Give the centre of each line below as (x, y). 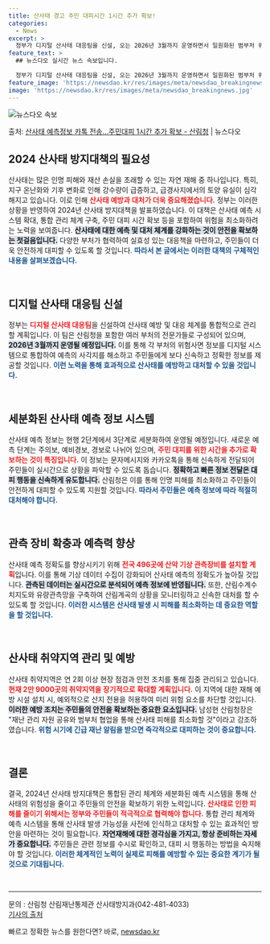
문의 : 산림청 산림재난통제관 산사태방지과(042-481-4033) (99, 905)
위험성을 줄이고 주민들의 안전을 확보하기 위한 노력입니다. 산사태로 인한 (139, 804)
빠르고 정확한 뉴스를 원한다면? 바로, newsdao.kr (84, 932)
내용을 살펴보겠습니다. (43, 261)
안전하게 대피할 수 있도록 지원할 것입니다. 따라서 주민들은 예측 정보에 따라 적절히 (133, 490)
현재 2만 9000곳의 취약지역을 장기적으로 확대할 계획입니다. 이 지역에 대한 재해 (131, 689)
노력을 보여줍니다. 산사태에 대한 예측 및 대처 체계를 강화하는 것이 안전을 (127, 230)
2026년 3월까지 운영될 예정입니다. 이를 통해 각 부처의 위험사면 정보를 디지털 (127, 345)
